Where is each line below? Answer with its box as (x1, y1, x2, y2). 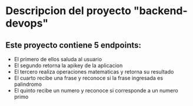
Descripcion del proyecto (5, 4, 132, 18)
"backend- (133, 4, 188, 18)
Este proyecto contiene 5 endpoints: (5, 40, 142, 50)
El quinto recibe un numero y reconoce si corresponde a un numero (14, 87, 178, 94)
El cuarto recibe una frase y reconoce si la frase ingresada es (14, 75, 163, 81)
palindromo (14, 81, 42, 88)
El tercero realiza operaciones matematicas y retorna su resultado (14, 68, 174, 75)
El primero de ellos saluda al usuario (14, 56, 102, 62)
